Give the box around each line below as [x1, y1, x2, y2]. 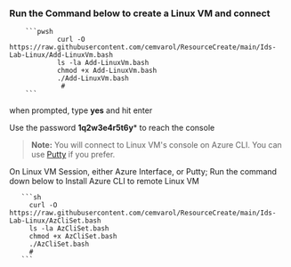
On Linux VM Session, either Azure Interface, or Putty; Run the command [9, 166, 278, 177]
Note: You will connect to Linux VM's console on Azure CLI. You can [30, 140, 282, 150]
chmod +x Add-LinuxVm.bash [56, 66, 158, 76]
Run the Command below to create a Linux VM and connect [9, 7, 271, 20]
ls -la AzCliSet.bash [28, 224, 109, 233]
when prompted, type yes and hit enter [9, 105, 153, 116]
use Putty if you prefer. [30, 150, 116, 160]
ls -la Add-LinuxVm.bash [56, 59, 150, 68]
